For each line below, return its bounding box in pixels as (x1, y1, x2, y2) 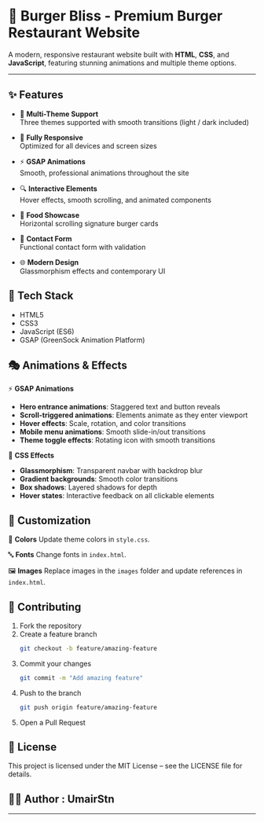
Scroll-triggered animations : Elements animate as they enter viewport (19, 410, 248, 420)
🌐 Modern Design (19, 257, 79, 266)
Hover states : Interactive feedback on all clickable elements (19, 491, 214, 501)
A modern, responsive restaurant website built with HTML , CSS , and (8, 50, 229, 59)
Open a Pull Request (19, 717, 86, 727)
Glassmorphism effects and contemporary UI (19, 266, 166, 276)
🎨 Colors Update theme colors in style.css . (8, 534, 151, 545)
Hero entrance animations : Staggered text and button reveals (19, 402, 221, 412)
